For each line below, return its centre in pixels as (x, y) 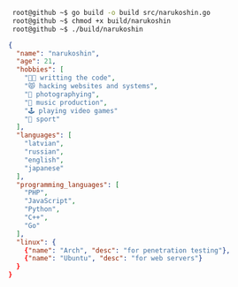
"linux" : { (36, 242)
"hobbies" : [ (40, 70)
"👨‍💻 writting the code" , (70, 78)
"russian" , (44, 152)
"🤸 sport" (42, 119)
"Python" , (42, 209)
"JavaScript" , (50, 201)
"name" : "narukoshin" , (58, 53)
